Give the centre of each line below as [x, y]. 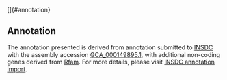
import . [17, 69]
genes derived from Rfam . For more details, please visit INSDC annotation [111, 62]
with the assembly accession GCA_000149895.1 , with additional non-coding [114, 54]
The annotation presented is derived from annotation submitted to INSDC [110, 47]
